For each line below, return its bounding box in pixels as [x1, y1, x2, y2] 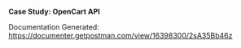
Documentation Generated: [8, 22, 99, 31]
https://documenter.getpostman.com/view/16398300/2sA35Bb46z [8, 31, 234, 40]
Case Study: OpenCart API [8, 7, 100, 16]
